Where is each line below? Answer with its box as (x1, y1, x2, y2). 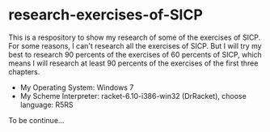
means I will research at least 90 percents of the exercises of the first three (8, 58, 259, 68)
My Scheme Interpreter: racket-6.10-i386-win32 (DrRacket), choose (19, 91, 247, 100)
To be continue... (8, 115, 65, 125)
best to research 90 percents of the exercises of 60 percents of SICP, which (8, 49, 263, 59)
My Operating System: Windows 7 (19, 83, 134, 92)
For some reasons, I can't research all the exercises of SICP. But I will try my (8, 40, 262, 50)
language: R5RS (19, 100, 74, 109)
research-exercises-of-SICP (8, 6, 204, 24)
